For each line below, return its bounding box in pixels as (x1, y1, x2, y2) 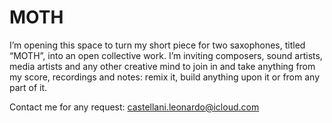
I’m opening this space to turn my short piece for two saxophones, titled (9, 39, 306, 51)
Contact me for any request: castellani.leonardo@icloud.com (9, 101, 260, 113)
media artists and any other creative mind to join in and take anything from (9, 60, 316, 72)
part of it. (9, 81, 48, 93)
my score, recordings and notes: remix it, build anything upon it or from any (9, 71, 321, 83)
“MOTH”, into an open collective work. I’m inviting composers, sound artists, (9, 49, 323, 61)
